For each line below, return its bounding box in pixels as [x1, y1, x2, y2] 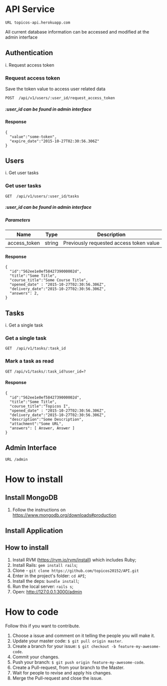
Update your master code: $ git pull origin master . [12, 637, 123, 644]
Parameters [5, 217, 30, 223]
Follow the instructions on [12, 507, 66, 513]
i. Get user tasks [5, 170, 39, 176]
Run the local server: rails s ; [12, 583, 73, 589]
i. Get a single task [5, 322, 43, 328]
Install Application [5, 527, 63, 535]
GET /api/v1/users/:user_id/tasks [5, 194, 79, 199]
